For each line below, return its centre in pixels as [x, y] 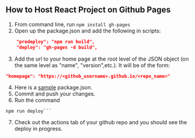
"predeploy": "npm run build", [56, 41]
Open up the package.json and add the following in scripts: [87, 31]
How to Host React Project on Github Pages [88, 10]
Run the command [37, 100]
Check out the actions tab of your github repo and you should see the [101, 122]
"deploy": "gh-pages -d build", [57, 47]
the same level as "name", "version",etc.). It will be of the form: [92, 65]
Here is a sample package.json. [53, 88]
